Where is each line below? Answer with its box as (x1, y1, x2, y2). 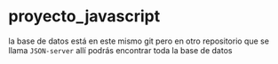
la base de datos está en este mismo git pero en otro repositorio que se (8, 36, 270, 46)
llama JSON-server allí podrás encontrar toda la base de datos (8, 44, 233, 55)
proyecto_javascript (8, 6, 161, 27)
